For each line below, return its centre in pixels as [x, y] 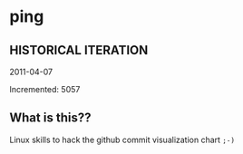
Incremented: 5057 [45, 89]
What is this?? [50, 118]
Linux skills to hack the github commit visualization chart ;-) [122, 140]
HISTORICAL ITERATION [79, 50]
